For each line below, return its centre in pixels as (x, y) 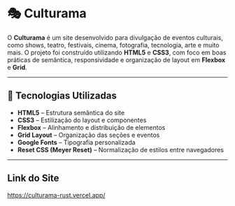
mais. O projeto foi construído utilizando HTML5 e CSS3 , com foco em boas (117, 52)
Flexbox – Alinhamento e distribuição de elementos (91, 127)
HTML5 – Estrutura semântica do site (71, 112)
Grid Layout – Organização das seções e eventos (88, 135)
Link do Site (33, 178)
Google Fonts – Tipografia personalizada (76, 142)
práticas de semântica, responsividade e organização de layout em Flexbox (116, 59)
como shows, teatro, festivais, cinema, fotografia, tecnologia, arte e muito (113, 45)
